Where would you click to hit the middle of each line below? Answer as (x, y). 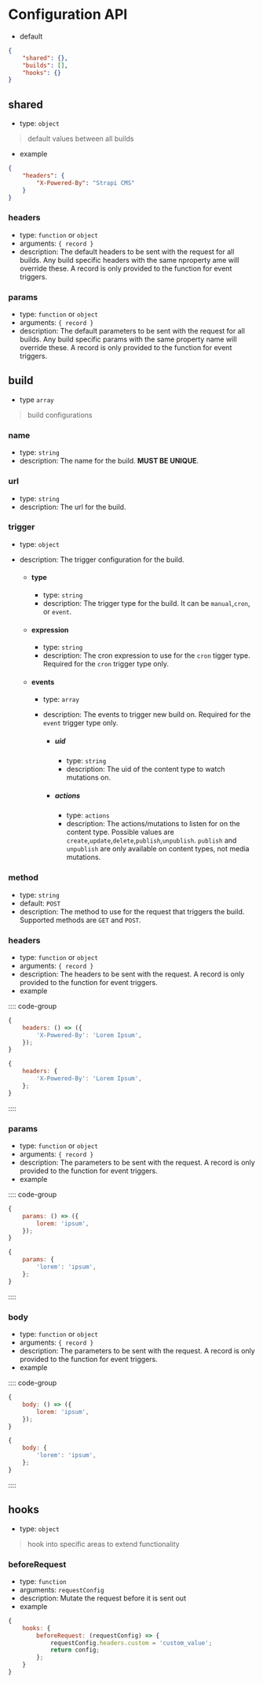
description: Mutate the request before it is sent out (103, 1598)
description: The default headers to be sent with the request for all (127, 251)
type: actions (88, 815)
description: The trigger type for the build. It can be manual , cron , (146, 603)
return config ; (75, 1650)
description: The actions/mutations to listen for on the (153, 824)
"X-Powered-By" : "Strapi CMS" (86, 183)
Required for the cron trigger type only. (106, 664)
